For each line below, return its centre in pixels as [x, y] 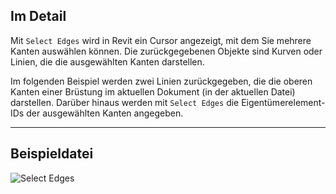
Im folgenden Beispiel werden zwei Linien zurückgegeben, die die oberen [161, 81]
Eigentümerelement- [283, 102]
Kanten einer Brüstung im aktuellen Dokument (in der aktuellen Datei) [153, 91]
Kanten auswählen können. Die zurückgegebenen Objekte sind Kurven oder [166, 51]
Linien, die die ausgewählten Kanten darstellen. [107, 61]
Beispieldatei [52, 154]
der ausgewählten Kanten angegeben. [105, 113]
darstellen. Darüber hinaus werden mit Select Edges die [125, 102]
